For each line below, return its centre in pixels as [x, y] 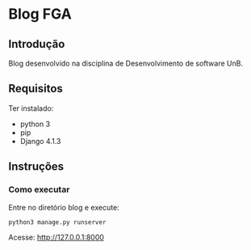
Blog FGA [40, 14]
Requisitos [36, 89]
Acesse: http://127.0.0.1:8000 [56, 237]
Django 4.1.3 [40, 141]
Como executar [39, 189]
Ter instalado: [31, 108]
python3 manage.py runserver [57, 222]
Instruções [36, 167]
